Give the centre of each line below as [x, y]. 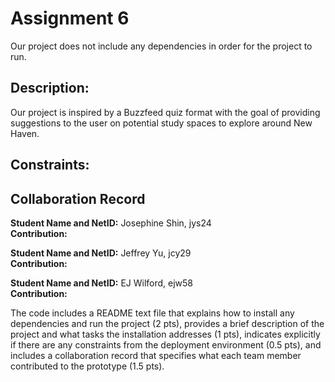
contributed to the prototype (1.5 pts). [87, 366]
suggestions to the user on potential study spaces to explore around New [161, 123]
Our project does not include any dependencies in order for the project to [161, 46]
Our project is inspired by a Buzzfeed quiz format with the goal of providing [165, 112]
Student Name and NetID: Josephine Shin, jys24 [111, 223]
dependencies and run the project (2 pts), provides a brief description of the [167, 323]
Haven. [25, 133]
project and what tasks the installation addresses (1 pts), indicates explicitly [165, 334]
